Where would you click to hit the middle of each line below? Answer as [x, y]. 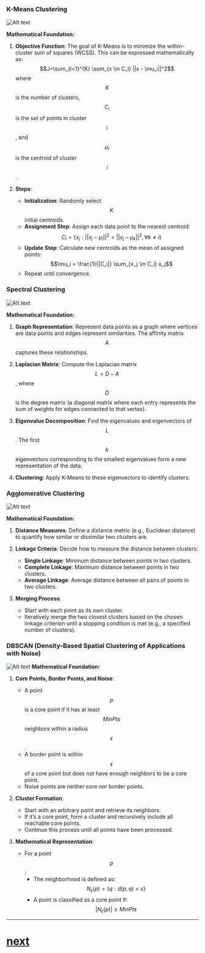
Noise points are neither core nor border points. [84, 786]
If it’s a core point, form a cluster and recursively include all [99, 817]
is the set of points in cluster [51, 118]
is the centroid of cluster [46, 157]
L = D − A [107, 374]
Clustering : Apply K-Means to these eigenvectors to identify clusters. [103, 477]
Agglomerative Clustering [45, 493]
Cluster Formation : [39, 799]
